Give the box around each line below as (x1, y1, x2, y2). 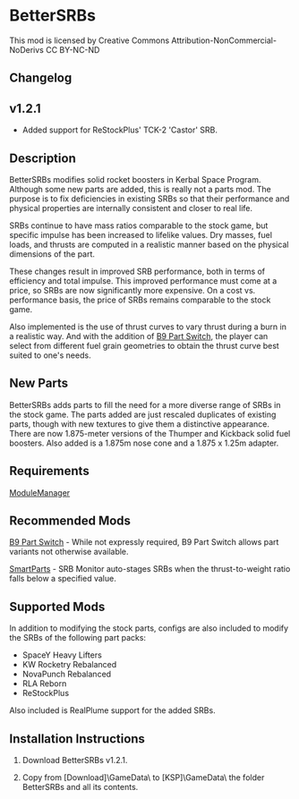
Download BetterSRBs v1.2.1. (21, 755, 128, 766)
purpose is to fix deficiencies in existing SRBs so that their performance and (9, 193, 290, 204)
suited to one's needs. (9, 350, 91, 361)
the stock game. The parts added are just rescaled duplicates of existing (9, 409, 277, 420)
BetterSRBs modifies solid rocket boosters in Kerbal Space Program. (9, 174, 261, 184)
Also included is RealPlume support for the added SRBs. (9, 705, 217, 716)
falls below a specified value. (9, 574, 116, 584)
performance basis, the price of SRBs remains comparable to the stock (9, 294, 271, 305)
